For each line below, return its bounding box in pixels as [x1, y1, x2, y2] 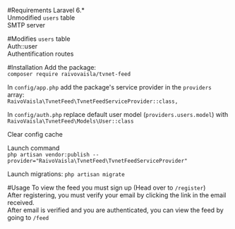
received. [7, 199, 35, 206]
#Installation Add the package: [7, 63, 97, 71]
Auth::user [7, 42, 37, 50]
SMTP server [7, 21, 46, 29]
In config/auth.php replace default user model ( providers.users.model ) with [7, 111, 229, 118]
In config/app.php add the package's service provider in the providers [7, 83, 212, 91]
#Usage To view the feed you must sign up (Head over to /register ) [7, 183, 206, 192]
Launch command [7, 144, 60, 152]
